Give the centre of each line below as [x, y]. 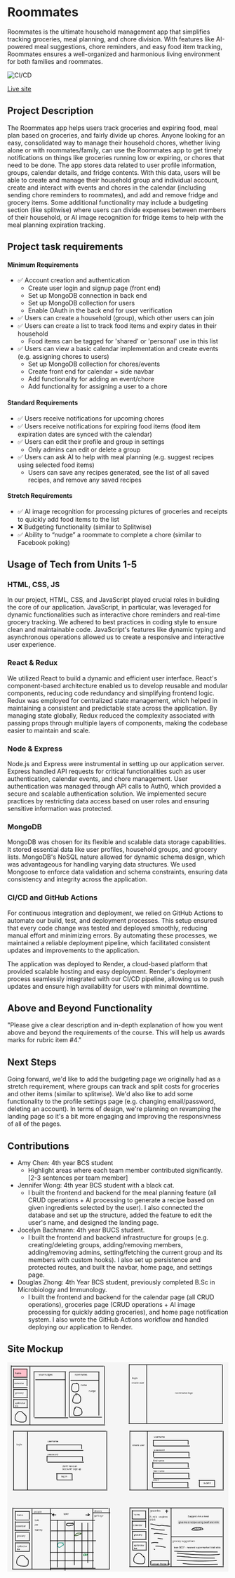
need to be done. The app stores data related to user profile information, [112, 165]
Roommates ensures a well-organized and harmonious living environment [114, 54]
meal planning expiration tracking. [56, 225]
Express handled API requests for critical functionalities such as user [107, 771]
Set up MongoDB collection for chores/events [94, 364]
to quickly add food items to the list [68, 519]
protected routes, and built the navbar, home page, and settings [120, 1268]
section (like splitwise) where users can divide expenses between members [117, 210]
